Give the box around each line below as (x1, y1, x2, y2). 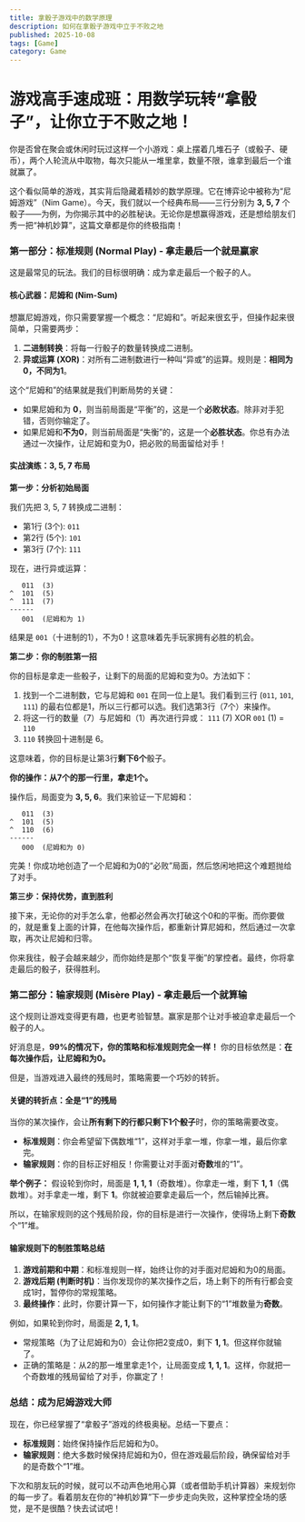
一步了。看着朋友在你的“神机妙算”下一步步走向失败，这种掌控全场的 (25, 1491, 280, 1502)
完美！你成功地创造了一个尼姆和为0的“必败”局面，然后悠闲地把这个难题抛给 (9, 860, 292, 871)
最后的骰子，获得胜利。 (16, 963, 105, 974)
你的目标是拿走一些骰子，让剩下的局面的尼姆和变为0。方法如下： (9, 670, 253, 681)
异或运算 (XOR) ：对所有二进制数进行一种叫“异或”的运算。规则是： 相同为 (22, 354, 293, 365)
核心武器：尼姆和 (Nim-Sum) (9, 289, 118, 300)
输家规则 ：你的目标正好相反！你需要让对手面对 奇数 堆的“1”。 (22, 1158, 248, 1169)
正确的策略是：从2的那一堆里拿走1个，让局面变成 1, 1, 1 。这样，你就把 (22, 1360, 283, 1371)
